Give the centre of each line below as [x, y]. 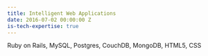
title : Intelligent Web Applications [62, 13]
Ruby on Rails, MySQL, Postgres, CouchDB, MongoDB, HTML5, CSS [104, 46]
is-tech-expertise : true [43, 26]
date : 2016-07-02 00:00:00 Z [49, 20]
